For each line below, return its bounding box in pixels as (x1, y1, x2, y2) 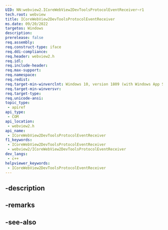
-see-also (5, 218, 36, 226)
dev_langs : (5, 151, 28, 156)
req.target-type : (5, 91, 41, 96)
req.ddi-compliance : (5, 49, 48, 54)
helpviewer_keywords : (5, 160, 50, 165)
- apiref (7, 105, 26, 110)
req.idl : (5, 58, 23, 63)
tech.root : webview (5, 12, 46, 17)
